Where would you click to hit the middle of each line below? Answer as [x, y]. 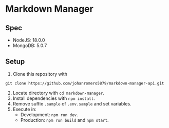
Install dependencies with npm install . [54, 98]
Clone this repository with [40, 74]
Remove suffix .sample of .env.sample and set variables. [72, 103]
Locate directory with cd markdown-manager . [58, 93]
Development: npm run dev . [49, 114]
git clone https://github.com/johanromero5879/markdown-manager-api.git [85, 83]
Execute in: [25, 109]
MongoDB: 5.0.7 [30, 46]
